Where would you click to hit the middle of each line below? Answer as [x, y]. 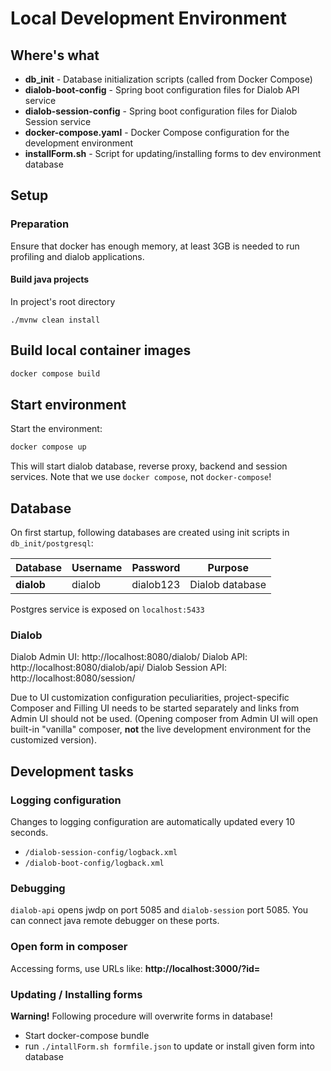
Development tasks [72, 771]
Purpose [228, 568]
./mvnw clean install [55, 320]
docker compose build [55, 373]
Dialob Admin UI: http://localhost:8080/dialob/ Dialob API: [129, 657]
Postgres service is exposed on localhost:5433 [107, 609]
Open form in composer [69, 947]
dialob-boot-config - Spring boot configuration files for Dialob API [162, 90]
